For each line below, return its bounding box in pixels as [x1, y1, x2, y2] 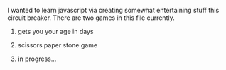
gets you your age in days [17, 28, 94, 35]
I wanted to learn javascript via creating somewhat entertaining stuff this [7, 6, 220, 14]
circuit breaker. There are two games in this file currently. [7, 13, 176, 22]
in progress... [17, 54, 57, 63]
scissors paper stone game [17, 41, 98, 49]
